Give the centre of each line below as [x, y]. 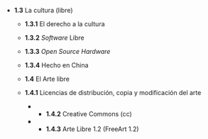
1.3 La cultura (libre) [43, 10]
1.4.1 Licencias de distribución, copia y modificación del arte [113, 93]
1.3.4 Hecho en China [56, 65]
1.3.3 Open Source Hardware [67, 51]
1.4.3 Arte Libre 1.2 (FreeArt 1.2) [93, 129]
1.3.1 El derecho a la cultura [65, 24]
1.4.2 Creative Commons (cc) [89, 114]
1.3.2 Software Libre [55, 38]
